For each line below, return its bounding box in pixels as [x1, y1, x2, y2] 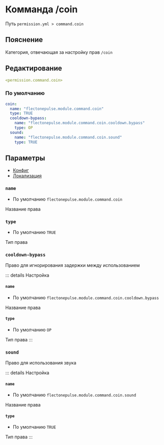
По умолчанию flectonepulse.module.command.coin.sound [12, 392, 136, 398]
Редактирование [5, 64, 62, 73]
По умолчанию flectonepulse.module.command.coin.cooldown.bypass [12, 294, 159, 301]
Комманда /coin [5, 4, 78, 15]
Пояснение [5, 35, 43, 44]
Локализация [12, 173, 42, 179]
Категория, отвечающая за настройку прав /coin [5, 49, 113, 55]
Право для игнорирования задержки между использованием [5, 262, 140, 268]
